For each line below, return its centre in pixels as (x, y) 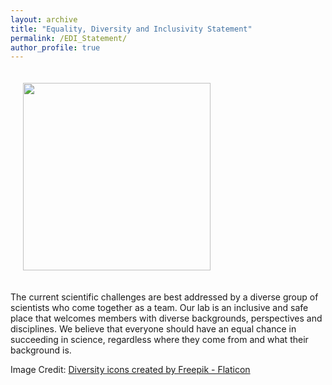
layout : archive (44, 19)
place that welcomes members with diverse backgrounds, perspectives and (166, 318)
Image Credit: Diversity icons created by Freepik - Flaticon (130, 370)
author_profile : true (55, 47)
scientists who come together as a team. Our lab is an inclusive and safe (159, 308)
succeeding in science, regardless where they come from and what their (159, 340)
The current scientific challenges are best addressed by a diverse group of (164, 297)
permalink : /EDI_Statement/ (69, 38)
